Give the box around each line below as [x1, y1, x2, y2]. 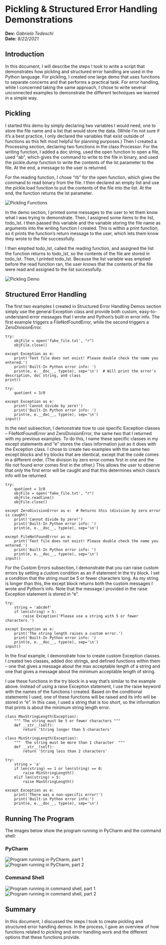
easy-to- [139, 309, 157, 315]
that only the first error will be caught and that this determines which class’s [5, 467, 160, 473]
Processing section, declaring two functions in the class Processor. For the [5, 143, 158, 149]
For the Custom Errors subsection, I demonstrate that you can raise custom [5, 565, 159, 571]
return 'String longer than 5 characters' [23, 727, 112, 732]
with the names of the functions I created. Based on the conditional [5, 689, 142, 695]
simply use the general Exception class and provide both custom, [5, 309, 139, 315]
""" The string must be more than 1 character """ [14, 740, 125, 745]
